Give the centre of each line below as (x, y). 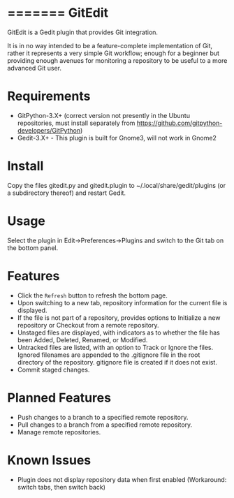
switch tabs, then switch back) (61, 487)
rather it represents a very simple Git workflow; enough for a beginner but (114, 53)
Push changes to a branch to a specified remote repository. (103, 417)
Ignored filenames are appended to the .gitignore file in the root (109, 355)
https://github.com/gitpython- (180, 123)
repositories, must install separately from (76, 123)
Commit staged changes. (53, 369)
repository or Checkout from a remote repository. (88, 325)
